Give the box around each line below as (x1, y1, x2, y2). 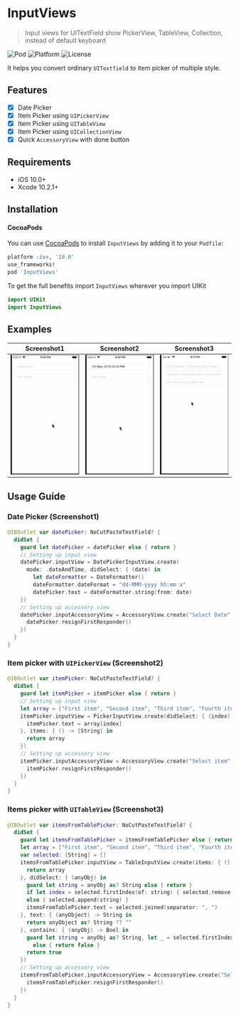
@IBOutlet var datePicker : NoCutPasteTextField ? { (7, 528, 161, 536)
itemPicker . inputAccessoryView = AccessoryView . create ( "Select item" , (20, 758, 234, 765)
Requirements (7, 156, 71, 169)
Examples (7, 324, 52, 336)
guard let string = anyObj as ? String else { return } (26, 881, 193, 888)
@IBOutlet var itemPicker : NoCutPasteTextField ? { (7, 675, 161, 682)
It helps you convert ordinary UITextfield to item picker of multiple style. (7, 63, 221, 72)
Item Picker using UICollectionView (17, 127, 122, 136)
